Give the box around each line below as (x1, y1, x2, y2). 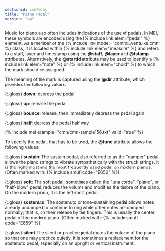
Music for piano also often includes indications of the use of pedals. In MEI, (5, 30, 158, 36)
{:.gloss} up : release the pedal (5, 101, 67, 107)
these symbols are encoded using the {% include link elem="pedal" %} (5, 35, 150, 41)
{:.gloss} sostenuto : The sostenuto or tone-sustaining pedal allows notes (5, 199, 154, 205)
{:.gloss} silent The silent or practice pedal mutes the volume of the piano (5, 230, 156, 236)
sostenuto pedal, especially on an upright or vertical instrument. (5, 240, 135, 246)
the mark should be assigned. (5, 67, 66, 73)
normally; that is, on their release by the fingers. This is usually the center (5, 209, 155, 215)
